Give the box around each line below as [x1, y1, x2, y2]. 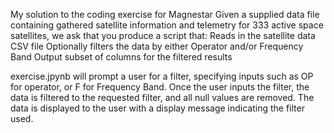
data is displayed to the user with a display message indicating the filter [10, 102, 305, 114]
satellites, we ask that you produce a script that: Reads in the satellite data [10, 30, 316, 41]
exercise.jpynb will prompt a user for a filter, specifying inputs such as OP [10, 70, 314, 82]
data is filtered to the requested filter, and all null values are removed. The [10, 92, 315, 103]
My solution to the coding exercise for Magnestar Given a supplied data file [10, 9, 320, 20]
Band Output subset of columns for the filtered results [10, 51, 233, 63]
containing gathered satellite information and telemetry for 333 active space [10, 19, 324, 31]
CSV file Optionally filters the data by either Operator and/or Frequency [10, 40, 304, 52]
